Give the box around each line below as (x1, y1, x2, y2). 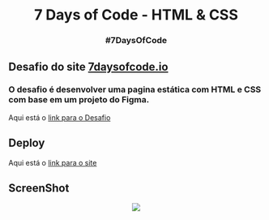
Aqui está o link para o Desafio (8, 112, 111, 123)
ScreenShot (8, 181, 70, 195)
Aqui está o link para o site (8, 157, 97, 167)
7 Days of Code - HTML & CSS (33, 6, 239, 24)
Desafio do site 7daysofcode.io (8, 59, 169, 74)
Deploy (8, 136, 45, 150)
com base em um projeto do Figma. (8, 94, 150, 106)
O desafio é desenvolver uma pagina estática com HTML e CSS (8, 84, 262, 95)
